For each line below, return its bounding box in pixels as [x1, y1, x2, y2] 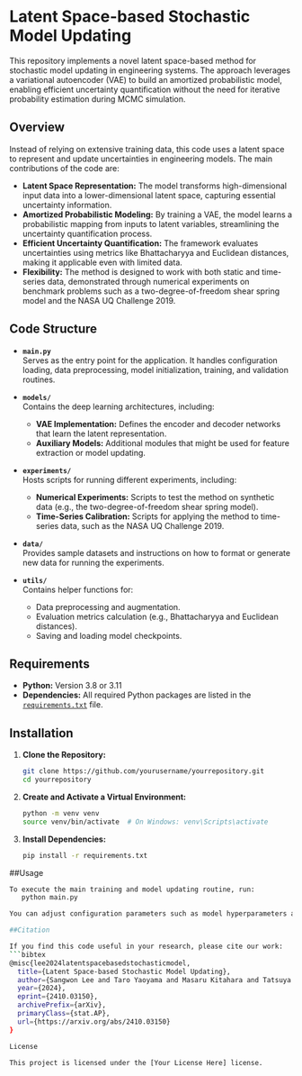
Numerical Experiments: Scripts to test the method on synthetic [35, 491, 275, 502]
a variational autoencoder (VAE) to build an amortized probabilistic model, [9, 74, 283, 85]
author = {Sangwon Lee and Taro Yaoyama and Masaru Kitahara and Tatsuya [17, 975, 292, 984]
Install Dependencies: [22, 834, 106, 844]
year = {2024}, [17, 984, 67, 993]
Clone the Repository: [22, 750, 106, 761]
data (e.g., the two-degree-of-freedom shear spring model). [35, 501, 259, 512]
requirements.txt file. [22, 699, 103, 710]
